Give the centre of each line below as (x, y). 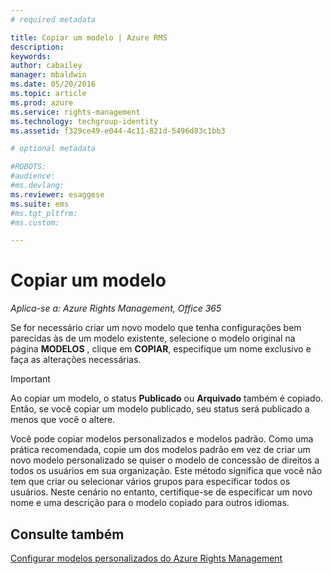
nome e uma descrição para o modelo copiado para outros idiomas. (150, 503)
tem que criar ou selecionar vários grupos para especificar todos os (150, 482)
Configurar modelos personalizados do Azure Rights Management (146, 558)
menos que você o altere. (63, 420)
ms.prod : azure (42, 102)
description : (37, 47)
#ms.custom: (35, 222)
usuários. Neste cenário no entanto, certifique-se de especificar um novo (161, 492)
